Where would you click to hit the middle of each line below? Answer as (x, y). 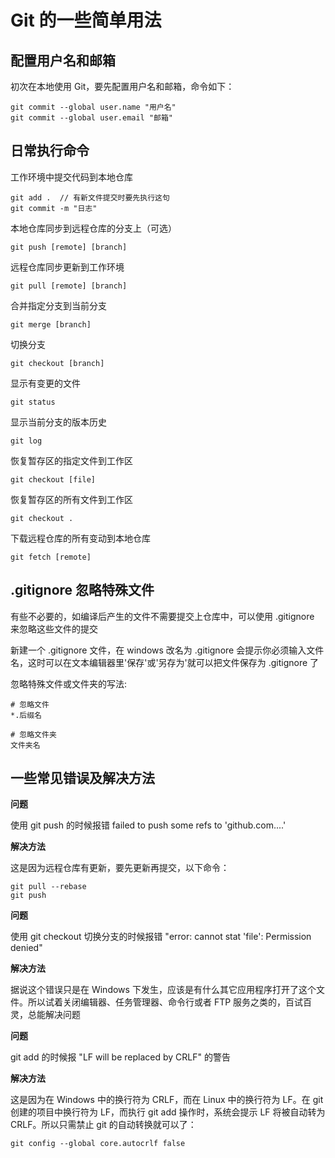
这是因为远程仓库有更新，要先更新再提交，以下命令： (120, 868)
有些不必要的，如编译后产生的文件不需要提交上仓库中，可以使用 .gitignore (162, 616)
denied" (26, 948)
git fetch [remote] (51, 557)
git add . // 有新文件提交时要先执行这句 (90, 197)
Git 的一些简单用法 (86, 20)
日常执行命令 (50, 151)
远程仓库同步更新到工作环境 (67, 267)
